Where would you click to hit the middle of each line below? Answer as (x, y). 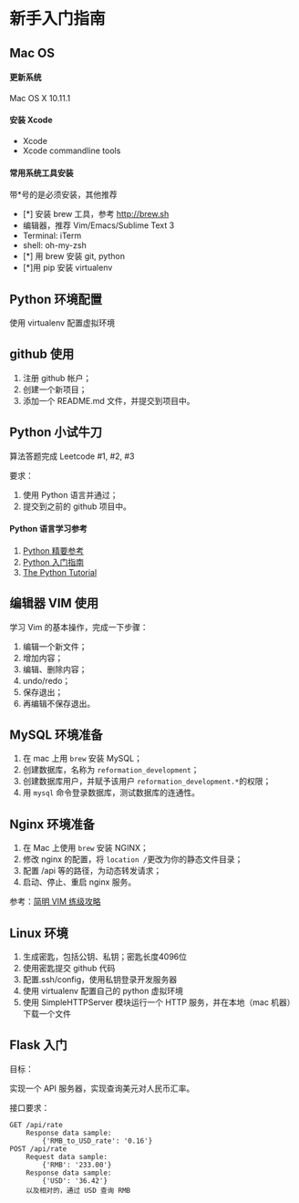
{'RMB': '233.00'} (77, 1165)
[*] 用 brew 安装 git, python (74, 256)
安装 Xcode (31, 120)
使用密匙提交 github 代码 (69, 969)
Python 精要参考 (53, 550)
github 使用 (42, 354)
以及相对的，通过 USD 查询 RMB (78, 1190)
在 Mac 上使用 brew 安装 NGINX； (85, 848)
